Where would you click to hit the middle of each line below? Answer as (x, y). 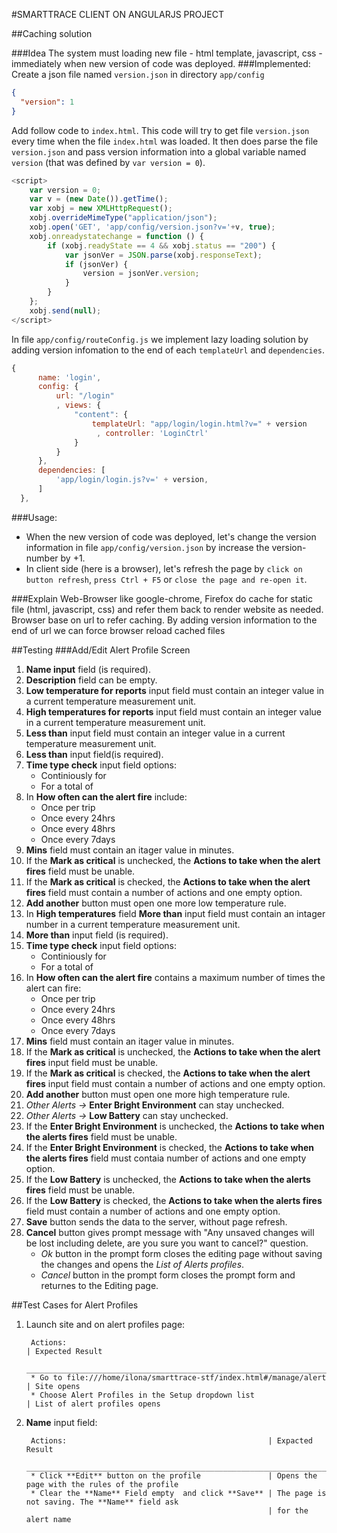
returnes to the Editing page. (99, 1285)
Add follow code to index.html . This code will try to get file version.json (160, 130)
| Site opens (53, 1386)
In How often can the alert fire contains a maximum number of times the (175, 977)
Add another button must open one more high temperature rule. (158, 1094)
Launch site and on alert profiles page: (105, 1324)
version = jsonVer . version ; (141, 274)
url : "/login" (85, 396)
